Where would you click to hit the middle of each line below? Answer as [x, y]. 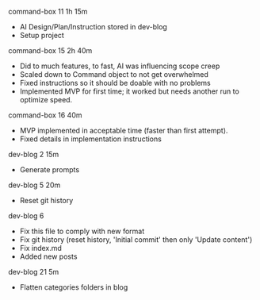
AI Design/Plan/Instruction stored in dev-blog [94, 27]
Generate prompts [50, 169]
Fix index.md [40, 248]
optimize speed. [46, 100]
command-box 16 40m [45, 115]
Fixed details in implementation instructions [91, 139]
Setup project [42, 35]
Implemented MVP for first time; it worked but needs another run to [129, 91]
